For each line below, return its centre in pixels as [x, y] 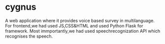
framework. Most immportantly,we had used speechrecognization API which [83, 31]
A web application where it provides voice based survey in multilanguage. [80, 21]
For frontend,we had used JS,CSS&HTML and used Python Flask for [74, 25]
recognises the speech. [29, 36]
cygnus [21, 7]
